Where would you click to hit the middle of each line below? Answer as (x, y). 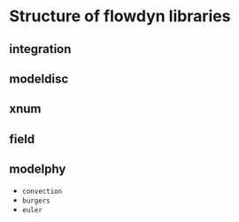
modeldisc (39, 78)
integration (40, 49)
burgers (36, 201)
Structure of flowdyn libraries (120, 16)
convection (42, 191)
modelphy (38, 169)
